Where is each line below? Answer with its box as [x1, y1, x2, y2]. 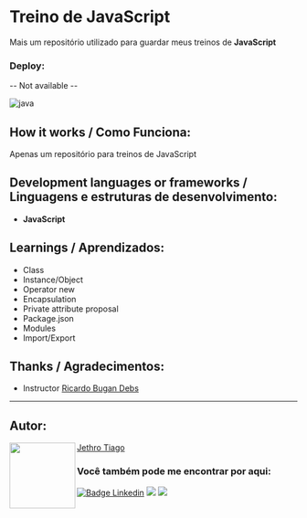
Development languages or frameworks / [9, 175, 249, 191]
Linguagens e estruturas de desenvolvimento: [9, 189, 278, 205]
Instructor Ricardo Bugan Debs [22, 383, 140, 394]
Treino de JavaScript [9, 6, 171, 27]
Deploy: [9, 59, 46, 72]
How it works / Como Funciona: [9, 124, 192, 140]
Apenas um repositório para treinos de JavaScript [9, 149, 196, 160]
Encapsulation [22, 293, 77, 304]
